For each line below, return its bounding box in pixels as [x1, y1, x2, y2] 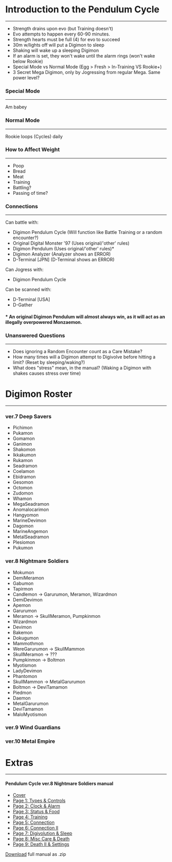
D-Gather [12, 302, 33, 308]
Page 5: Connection [12, 819, 55, 826]
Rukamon [12, 457, 33, 464]
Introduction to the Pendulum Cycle [5, 4, 160, 15]
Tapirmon [12, 585, 33, 592]
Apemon [12, 602, 31, 608]
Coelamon [12, 468, 35, 474]
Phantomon [12, 673, 37, 679]
